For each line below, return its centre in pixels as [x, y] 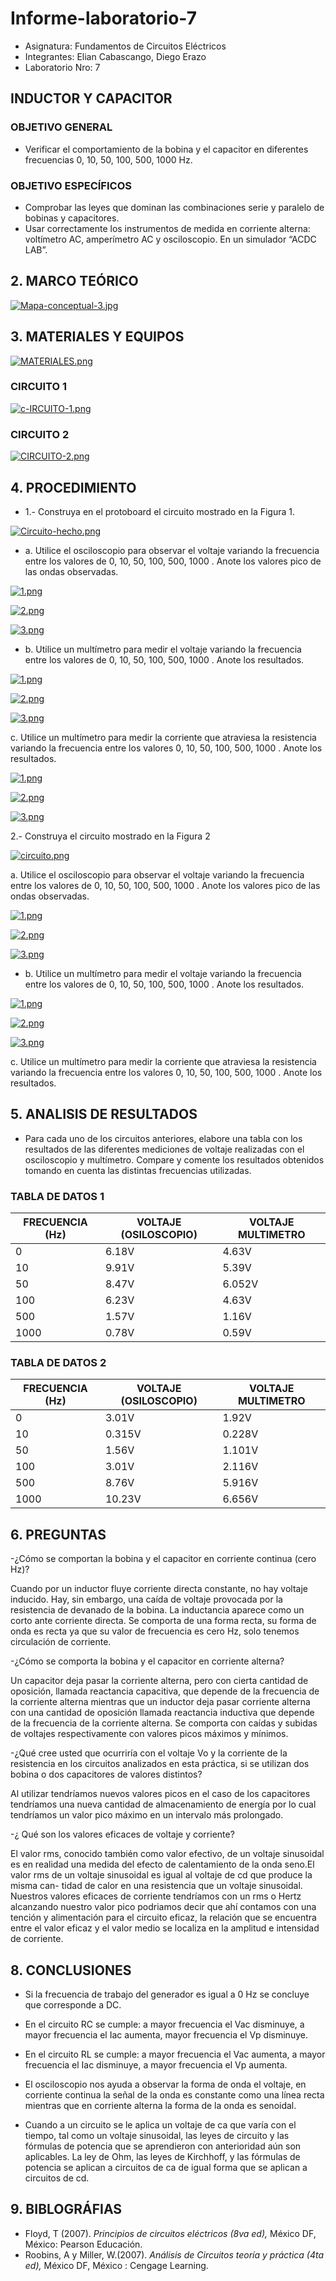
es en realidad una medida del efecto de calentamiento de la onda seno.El [162, 1864]
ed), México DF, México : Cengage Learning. [116, 2265]
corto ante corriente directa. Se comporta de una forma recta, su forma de [163, 1621]
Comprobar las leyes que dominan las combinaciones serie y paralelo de [174, 207]
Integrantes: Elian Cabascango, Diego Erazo [115, 56]
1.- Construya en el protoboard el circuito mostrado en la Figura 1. [160, 511]
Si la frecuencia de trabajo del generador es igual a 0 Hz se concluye [167, 1994]
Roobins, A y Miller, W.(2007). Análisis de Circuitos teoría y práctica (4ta [174, 2254]
